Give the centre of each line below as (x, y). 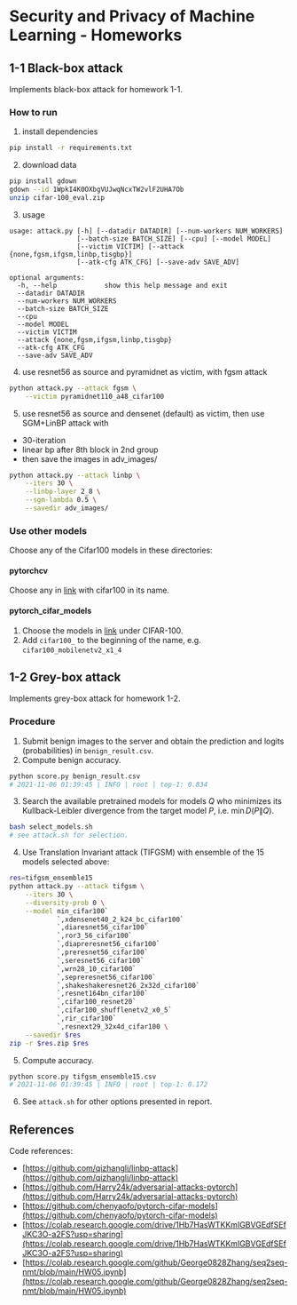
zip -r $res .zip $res (49, 1043)
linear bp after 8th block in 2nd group (90, 450)
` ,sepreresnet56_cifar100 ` (106, 977)
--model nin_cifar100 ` (67, 911)
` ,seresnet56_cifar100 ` (100, 960)
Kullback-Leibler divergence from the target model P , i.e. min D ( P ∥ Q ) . (148, 811)
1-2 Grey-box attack (65, 677)
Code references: (41, 1151)
